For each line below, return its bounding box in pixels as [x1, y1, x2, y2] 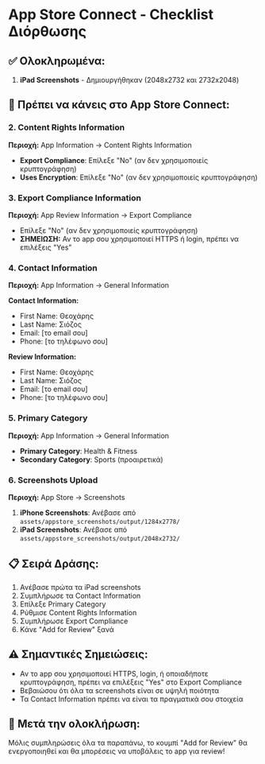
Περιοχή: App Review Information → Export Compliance [8, 210, 192, 219]
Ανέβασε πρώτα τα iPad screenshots [19, 582, 141, 591]
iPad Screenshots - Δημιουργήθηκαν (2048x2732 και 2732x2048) [19, 76, 240, 84]
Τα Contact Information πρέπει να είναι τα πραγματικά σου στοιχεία [19, 694, 244, 704]
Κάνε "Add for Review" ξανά [19, 624, 114, 634]
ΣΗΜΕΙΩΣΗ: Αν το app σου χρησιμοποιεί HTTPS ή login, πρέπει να [19, 234, 240, 243]
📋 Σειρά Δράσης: [8, 557, 99, 571]
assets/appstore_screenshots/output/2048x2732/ [19, 534, 180, 542]
